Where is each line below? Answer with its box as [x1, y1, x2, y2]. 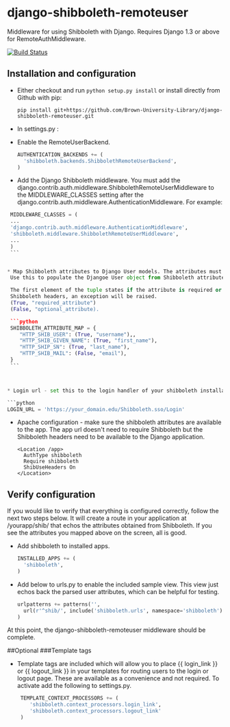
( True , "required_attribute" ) [10, 299, 97, 306]
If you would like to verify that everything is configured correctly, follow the [7, 507, 219, 515]
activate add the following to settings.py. [16, 682, 132, 690]
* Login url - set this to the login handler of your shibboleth [7, 387, 197, 394]
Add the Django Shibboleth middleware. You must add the [16, 176, 181, 184]
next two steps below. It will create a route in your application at [7, 514, 187, 522]
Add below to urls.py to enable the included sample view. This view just [16, 580, 219, 589]
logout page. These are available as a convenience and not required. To [16, 674, 220, 682]
